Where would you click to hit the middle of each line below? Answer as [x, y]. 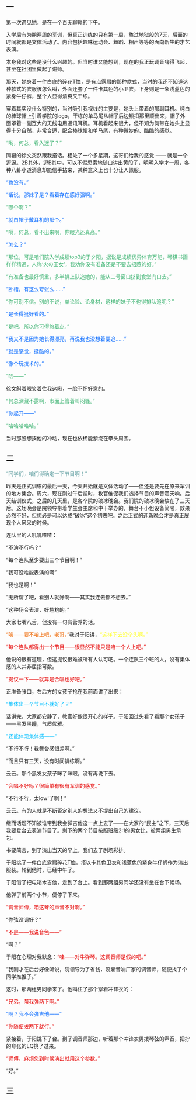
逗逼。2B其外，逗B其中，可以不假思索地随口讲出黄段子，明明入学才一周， [95, 163]
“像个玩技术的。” [25, 363]
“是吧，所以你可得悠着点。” [38, 326]
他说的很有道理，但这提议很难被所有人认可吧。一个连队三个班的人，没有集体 [98, 659]
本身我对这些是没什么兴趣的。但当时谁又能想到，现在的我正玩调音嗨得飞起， [98, 61]
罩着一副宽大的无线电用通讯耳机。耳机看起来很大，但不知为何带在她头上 [98, 123]
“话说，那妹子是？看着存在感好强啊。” [50, 195]
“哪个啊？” [19, 207]
